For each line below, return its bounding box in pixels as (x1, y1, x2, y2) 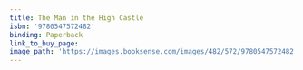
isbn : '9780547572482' (9, 22, 95, 31)
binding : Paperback (9, 30, 83, 39)
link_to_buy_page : (9, 38, 79, 48)
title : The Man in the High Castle (9, 13, 144, 23)
